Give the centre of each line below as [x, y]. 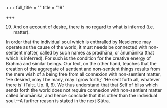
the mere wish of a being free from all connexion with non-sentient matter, [83, 74]
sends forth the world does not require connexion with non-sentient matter [84, 90]
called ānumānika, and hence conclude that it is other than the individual [81, 96]
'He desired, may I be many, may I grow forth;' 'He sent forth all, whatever [83, 79]
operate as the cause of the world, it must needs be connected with [77, 47]
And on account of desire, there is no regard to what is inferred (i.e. [83, 27]
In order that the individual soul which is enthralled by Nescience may [78, 42]
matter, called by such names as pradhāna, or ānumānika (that [89, 53]
